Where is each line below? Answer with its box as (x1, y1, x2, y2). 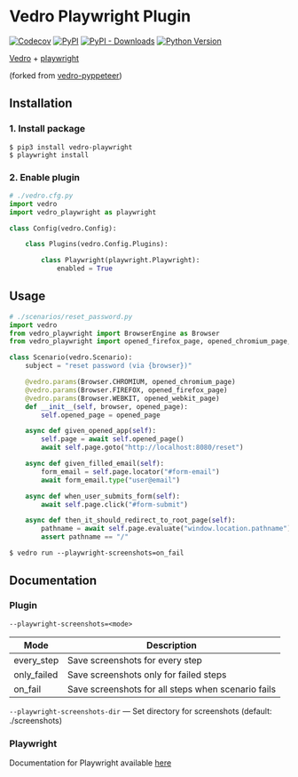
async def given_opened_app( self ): (25, 427, 157, 436)
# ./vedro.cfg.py (9, 191, 74, 200)
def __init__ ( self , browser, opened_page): (25, 402, 189, 411)
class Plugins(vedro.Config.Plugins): (25, 240, 169, 249)
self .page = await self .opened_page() (41, 435, 184, 444)
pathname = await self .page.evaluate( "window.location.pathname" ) (41, 525, 292, 533)
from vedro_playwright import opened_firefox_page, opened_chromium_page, (9, 337, 292, 346)
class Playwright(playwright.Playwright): (41, 256, 200, 265)
